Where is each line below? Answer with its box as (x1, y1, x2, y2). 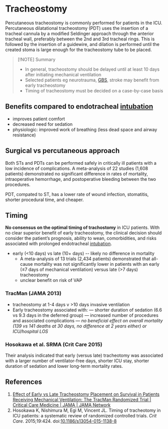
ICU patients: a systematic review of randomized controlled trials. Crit (12, 412, 157, 418)
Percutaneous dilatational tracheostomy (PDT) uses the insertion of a (5, 25, 148, 31)
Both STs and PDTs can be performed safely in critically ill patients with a (5, 160, 157, 166)
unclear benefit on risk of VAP (20, 277, 82, 283)
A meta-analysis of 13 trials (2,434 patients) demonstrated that (20, 256, 151, 262)
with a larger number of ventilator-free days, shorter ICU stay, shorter (5, 357, 149, 364)
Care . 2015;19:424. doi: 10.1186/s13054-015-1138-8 (12, 418, 117, 424)
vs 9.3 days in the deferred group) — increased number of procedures (12, 312, 158, 318)
